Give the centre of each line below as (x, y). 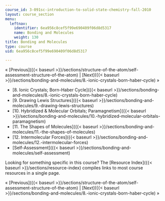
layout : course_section (30, 14)
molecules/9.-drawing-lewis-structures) (53, 105)
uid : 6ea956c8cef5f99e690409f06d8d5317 (46, 51)
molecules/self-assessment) (41, 153)
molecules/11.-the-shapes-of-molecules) (54, 132)
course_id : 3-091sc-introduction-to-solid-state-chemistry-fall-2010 (78, 10)
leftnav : (19, 24)
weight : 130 (26, 38)
